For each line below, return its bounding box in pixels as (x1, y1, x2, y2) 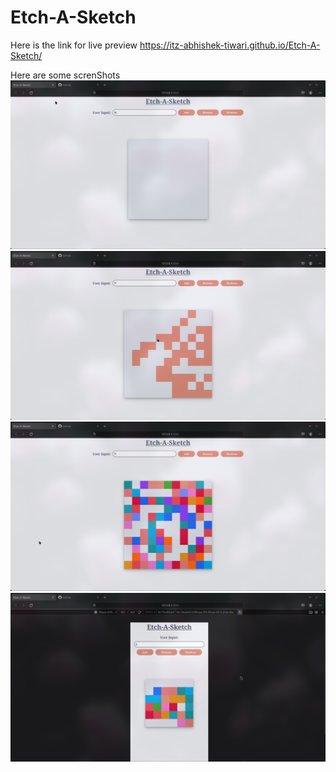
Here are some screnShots (10, 69, 121, 81)
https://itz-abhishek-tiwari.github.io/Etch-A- (139, 39, 321, 51)
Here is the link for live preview (10, 39, 138, 51)
